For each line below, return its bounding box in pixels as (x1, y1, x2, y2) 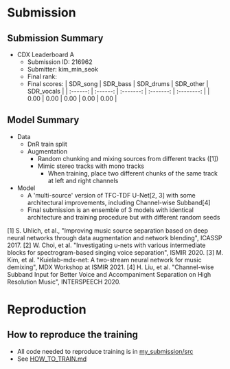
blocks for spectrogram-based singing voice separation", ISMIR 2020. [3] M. (7, 248, 224, 256)
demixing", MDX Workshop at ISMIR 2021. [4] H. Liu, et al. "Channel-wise (7, 263, 214, 271)
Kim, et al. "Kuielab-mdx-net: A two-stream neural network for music (7, 255, 202, 264)
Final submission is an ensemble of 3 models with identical (27, 205, 194, 214)
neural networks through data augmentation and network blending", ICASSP (7, 233, 222, 242)
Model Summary (7, 114, 80, 126)
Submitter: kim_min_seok (27, 65, 98, 73)
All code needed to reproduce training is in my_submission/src (16, 347, 194, 355)
